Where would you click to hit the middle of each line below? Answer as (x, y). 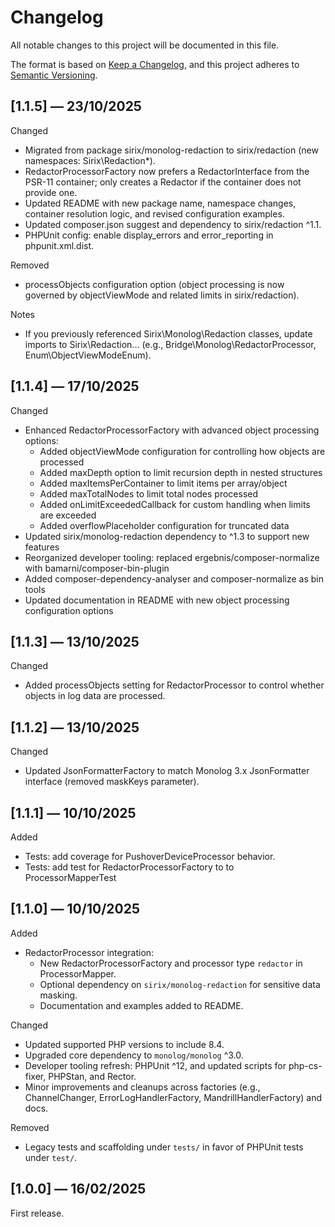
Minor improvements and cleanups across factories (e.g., (142, 1087)
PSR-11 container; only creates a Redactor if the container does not (163, 182)
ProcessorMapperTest (70, 877)
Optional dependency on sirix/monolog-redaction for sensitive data (180, 984)
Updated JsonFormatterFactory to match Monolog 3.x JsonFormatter (167, 771)
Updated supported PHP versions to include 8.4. (124, 1044)
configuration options (69, 610)
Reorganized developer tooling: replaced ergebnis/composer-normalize (172, 557)
